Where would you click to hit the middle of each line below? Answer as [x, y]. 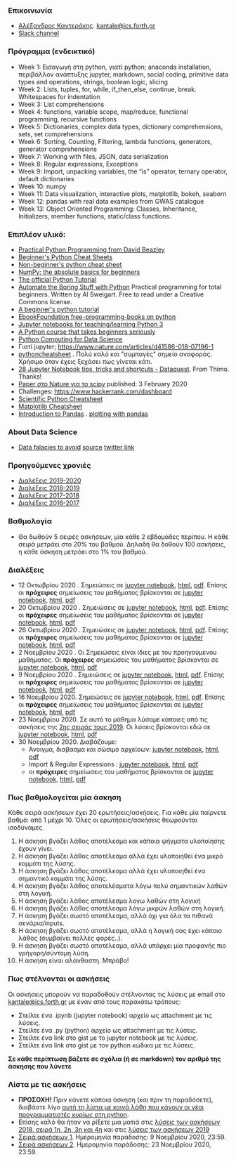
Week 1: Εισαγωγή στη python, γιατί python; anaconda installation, [114, 67]
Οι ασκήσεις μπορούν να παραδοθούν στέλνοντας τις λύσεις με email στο [117, 994]
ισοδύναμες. [26, 828]
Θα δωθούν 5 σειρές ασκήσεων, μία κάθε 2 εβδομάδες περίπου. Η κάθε [123, 537]
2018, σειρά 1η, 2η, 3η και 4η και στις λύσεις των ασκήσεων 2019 [114, 1129]
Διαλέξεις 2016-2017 [49, 503]
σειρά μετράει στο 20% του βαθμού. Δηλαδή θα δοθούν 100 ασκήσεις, [122, 544]
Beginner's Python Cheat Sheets [65, 257]
